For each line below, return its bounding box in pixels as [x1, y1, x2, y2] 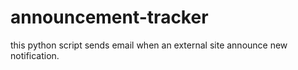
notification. [10, 49, 60, 61]
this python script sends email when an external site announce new [10, 39, 288, 51]
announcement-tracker [10, 6, 209, 29]
